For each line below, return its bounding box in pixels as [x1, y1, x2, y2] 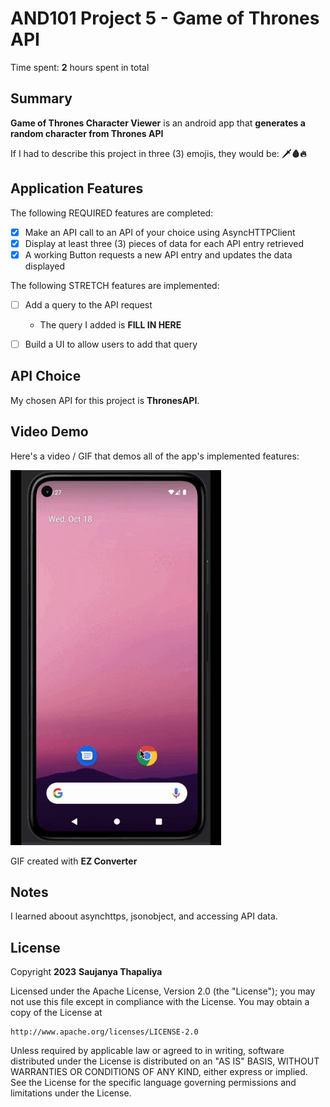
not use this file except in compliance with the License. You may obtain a [10, 996, 310, 1008]
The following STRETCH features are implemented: [10, 279, 220, 291]
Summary [10, 90, 73, 107]
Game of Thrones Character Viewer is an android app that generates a [10, 117, 306, 129]
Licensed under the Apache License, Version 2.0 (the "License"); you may [10, 985, 316, 997]
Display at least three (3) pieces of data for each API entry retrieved [24, 237, 305, 249]
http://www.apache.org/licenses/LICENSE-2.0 [10, 1027, 199, 1037]
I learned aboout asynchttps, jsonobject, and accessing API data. [10, 910, 278, 922]
